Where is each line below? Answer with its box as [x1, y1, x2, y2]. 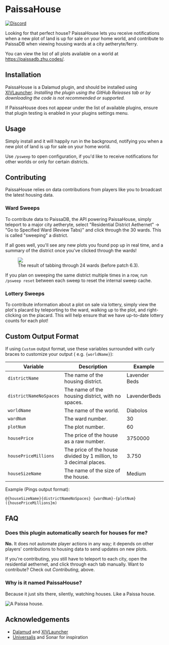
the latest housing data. [5, 192, 54, 198]
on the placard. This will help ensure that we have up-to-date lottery [22, 312, 163, 318]
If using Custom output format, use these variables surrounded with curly [5, 345, 155, 352]
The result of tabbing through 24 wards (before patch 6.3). [18, 262, 139, 268]
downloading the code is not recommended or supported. [5, 95, 125, 101]
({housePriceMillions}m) [5, 500, 57, 505]
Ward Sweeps [5, 205, 40, 212]
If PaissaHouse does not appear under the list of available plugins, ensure [5, 105, 158, 111]
